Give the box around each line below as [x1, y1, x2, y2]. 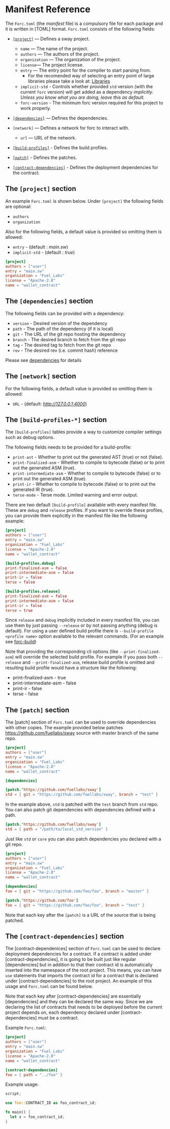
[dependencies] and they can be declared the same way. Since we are [5, 999, 153, 1005]
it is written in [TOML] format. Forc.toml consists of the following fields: [5, 25, 155, 32]
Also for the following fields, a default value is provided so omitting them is [5, 228, 162, 235]
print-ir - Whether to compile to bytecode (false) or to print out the [12, 481, 156, 487]
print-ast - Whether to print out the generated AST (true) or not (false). [12, 454, 163, 460]
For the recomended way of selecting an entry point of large [27, 72, 154, 78]
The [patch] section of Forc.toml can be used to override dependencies [5, 719, 156, 725]
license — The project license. [20, 62, 84, 68]
